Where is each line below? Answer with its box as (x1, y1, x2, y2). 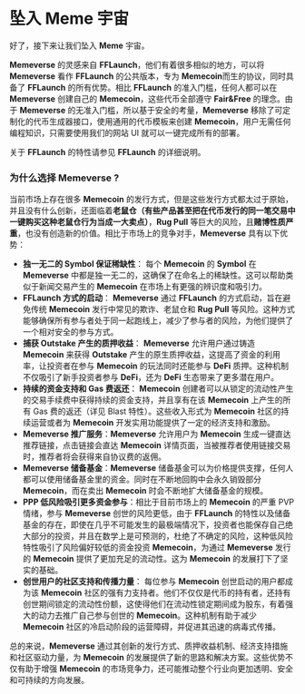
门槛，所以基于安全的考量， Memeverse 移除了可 (99, 104, 283, 115)
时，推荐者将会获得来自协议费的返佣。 (22, 451, 166, 463)
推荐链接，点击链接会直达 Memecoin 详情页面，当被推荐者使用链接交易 (22, 440, 291, 451)
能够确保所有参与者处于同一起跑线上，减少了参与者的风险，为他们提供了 (22, 315, 293, 327)
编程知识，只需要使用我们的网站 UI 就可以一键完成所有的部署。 (9, 127, 245, 138)
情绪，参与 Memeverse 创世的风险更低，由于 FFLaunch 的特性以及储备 (22, 508, 291, 519)
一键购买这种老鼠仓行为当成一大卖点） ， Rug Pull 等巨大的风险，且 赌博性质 (9, 217, 286, 228)
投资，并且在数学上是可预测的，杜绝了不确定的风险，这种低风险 (54, 531, 293, 542)
